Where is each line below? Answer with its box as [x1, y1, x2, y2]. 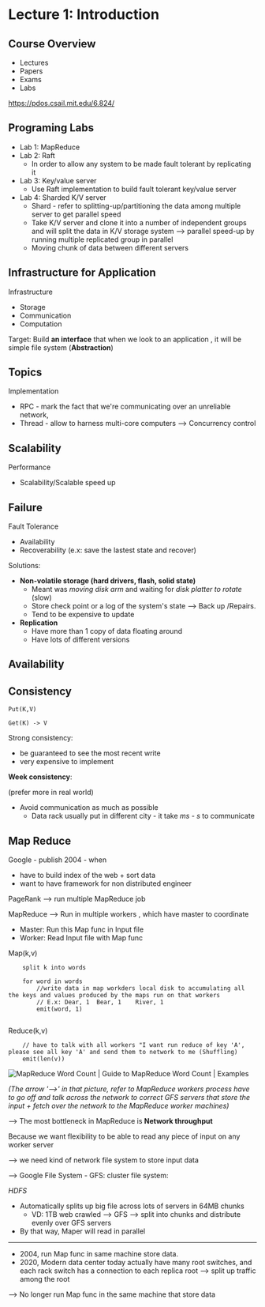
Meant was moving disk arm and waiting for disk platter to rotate [31, 585, 242, 594]
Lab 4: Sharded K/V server [19, 192, 106, 202]
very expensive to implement [19, 757, 114, 766]
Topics [8, 366, 43, 379]
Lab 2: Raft [19, 150, 55, 160]
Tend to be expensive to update [31, 610, 135, 620]
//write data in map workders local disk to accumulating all [36, 985, 245, 992]
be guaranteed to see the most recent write [19, 748, 161, 758]
